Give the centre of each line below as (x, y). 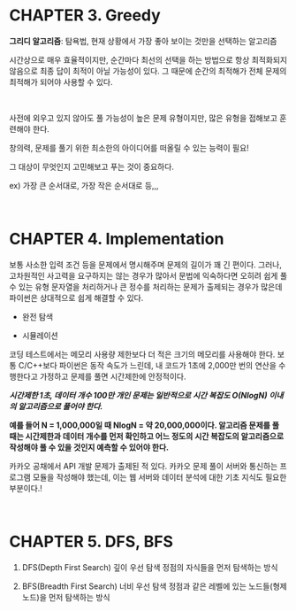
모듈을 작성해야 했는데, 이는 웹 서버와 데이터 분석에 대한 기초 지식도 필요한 (159, 477)
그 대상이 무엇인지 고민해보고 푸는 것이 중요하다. (92, 166)
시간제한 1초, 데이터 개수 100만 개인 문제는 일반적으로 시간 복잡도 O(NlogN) (138, 395)
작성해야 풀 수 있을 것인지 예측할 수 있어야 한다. (89, 447)
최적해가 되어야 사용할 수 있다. (61, 81)
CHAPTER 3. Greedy (85, 15)
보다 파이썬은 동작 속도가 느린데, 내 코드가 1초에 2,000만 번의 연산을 (159, 365)
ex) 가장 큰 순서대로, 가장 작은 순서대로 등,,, (84, 185)
